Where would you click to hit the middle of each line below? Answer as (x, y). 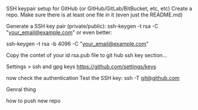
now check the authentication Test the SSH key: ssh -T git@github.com (93, 78)
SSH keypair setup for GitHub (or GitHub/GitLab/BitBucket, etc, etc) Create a (99, 9)
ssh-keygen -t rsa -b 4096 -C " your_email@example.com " (77, 44)
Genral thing (21, 89)
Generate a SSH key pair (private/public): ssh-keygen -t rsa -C (82, 26)
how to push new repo (33, 101)
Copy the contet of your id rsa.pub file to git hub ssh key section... (87, 55)
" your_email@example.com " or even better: (59, 32)
